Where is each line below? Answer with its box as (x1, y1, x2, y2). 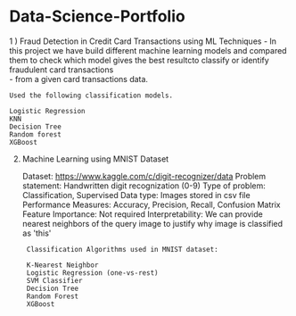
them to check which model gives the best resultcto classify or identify (9, 54, 269, 65)
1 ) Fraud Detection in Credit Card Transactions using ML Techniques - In (9, 36, 277, 46)
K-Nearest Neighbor (26, 261, 99, 270)
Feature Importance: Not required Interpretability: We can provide (21, 208, 263, 220)
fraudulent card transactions (9, 64, 114, 75)
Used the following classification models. (9, 91, 174, 100)
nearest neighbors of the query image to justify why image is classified (21, 218, 284, 229)
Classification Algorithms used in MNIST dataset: (26, 245, 218, 254)
